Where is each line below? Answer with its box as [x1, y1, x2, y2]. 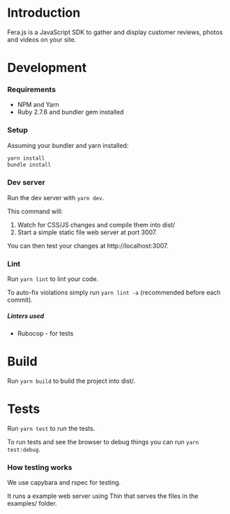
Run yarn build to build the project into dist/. [7, 377, 136, 385]
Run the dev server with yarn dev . [7, 193, 105, 202]
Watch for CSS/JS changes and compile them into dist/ [17, 220, 176, 229]
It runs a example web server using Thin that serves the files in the [7, 492, 199, 500]
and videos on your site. [7, 35, 77, 43]
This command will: [7, 207, 63, 216]
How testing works [7, 462, 72, 472]
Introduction [7, 5, 81, 21]
